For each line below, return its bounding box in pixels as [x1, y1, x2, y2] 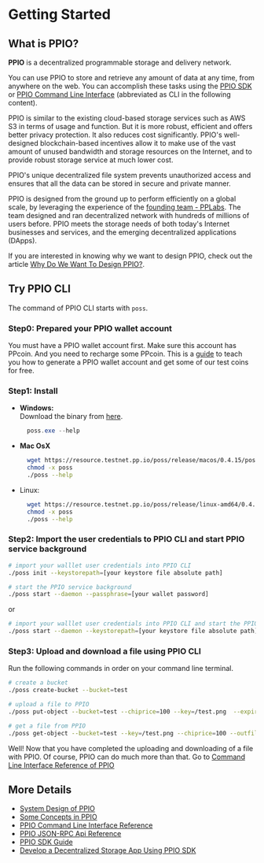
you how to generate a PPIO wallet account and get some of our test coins [8, 357, 249, 367]
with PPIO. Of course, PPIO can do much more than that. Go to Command [8, 752, 246, 761]
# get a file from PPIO [8, 722, 86, 730]
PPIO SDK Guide [19, 837, 73, 847]
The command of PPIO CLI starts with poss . [8, 303, 148, 313]
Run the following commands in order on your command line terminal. [8, 664, 234, 673]
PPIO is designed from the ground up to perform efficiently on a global [8, 194, 236, 203]
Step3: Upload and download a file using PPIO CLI [8, 646, 202, 657]
